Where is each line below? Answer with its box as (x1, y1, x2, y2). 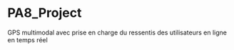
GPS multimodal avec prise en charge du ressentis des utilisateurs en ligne (7, 28, 227, 37)
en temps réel (7, 35, 48, 44)
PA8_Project (7, 5, 82, 21)
